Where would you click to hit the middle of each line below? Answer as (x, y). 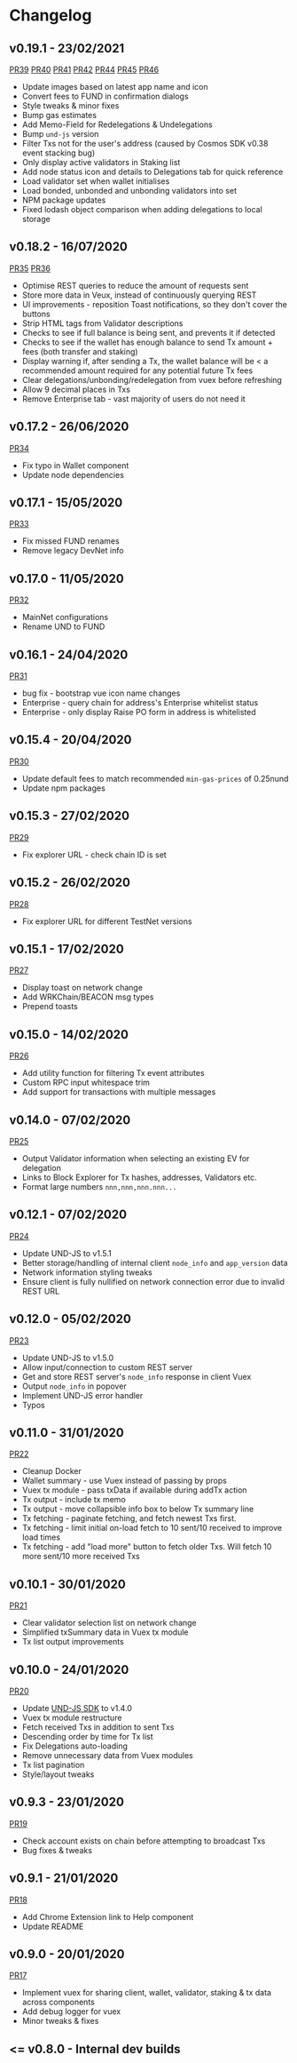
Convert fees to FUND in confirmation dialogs (105, 96)
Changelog (51, 16)
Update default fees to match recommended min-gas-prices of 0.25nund (155, 778)
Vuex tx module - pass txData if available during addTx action (134, 1490)
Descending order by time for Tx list (87, 1736)
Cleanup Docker (51, 1471)
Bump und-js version (60, 134)
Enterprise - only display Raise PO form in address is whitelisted (139, 713)
